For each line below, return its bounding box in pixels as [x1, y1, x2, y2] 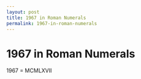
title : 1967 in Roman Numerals [6, 15, 86, 21]
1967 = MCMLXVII [6, 67, 52, 74]
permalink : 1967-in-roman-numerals [6, 20, 97, 26]
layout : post [6, 9, 40, 15]
